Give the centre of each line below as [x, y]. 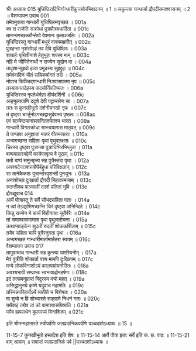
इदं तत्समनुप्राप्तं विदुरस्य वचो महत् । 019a [45, 279]
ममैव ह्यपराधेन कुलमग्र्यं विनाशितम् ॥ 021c [45, 312]
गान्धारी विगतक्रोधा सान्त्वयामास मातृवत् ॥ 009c [51, 128]
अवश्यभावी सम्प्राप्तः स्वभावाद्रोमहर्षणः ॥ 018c [47, 272]
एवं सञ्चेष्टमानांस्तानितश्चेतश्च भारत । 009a [48, 121]
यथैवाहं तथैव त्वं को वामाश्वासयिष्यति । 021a [47, 305]
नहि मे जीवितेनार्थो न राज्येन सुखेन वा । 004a [49, 62]
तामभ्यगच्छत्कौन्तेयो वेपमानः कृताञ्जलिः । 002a [50, 35]
